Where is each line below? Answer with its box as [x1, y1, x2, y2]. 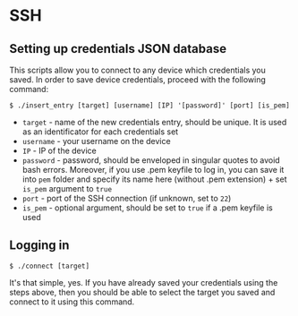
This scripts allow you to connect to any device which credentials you [9, 64, 267, 75]
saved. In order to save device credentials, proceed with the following [9, 74, 267, 85]
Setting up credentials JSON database [9, 41, 226, 56]
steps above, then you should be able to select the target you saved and [9, 286, 276, 297]
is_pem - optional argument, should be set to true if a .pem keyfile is [21, 202, 273, 213]
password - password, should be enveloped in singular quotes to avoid [21, 155, 280, 166]
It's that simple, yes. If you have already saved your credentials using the [9, 277, 278, 287]
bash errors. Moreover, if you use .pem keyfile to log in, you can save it [21, 165, 285, 175]
